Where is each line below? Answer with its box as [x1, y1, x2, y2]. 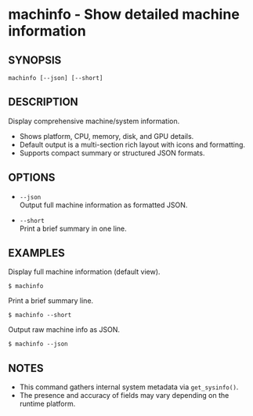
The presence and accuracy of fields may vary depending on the [19, 391, 230, 400]
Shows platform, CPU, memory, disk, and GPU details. [19, 131, 194, 140]
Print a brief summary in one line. [19, 224, 127, 233]
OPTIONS [8, 171, 56, 184]
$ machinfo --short [8, 312, 72, 319]
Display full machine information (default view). [8, 267, 161, 276]
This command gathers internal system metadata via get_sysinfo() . [19, 382, 239, 392]
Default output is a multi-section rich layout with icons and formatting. [19, 140, 245, 149]
